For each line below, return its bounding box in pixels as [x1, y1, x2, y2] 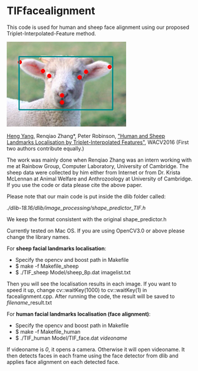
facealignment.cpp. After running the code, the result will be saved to [6, 293, 175, 300]
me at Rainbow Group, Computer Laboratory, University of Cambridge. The [6, 162, 189, 169]
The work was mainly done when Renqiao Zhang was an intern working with [6, 156, 192, 163]
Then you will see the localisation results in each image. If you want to [6, 280, 177, 287]
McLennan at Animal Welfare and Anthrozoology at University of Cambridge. [6, 175, 193, 182]
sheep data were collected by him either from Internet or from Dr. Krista [6, 169, 180, 176]
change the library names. [6, 233, 70, 240]
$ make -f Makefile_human [15, 328, 81, 335]
